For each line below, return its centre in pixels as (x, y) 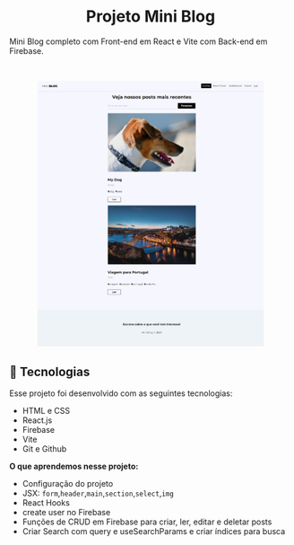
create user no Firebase (66, 513)
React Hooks (46, 503)
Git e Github (44, 449)
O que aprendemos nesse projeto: (74, 466)
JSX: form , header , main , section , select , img (98, 493)
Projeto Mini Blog (151, 17)
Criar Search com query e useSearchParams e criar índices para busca (154, 532)
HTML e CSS (46, 411)
